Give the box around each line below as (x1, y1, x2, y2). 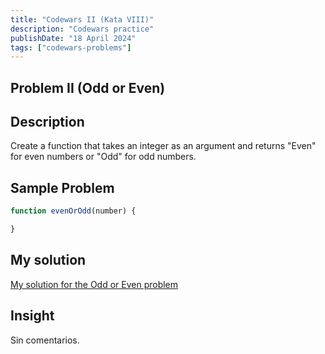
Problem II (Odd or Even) (10, 79, 166, 96)
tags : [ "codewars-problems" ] (10, 42, 132, 53)
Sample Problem (10, 179, 115, 196)
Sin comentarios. (10, 334, 80, 346)
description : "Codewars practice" (10, 24, 155, 34)
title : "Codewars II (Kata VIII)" (10, 14, 155, 25)
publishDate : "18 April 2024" (10, 33, 137, 43)
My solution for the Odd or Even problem (10, 278, 179, 290)
